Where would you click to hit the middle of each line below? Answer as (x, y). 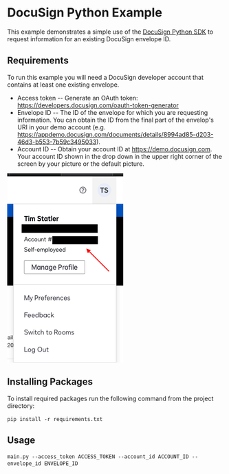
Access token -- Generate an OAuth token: (78, 98)
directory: (21, 406)
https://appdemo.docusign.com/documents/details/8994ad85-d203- (115, 134)
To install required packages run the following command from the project (110, 398)
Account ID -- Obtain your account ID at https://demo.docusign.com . (115, 149)
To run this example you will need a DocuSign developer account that (106, 77)
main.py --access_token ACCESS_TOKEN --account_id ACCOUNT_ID (98, 457)
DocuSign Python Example (85, 13)
